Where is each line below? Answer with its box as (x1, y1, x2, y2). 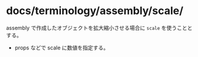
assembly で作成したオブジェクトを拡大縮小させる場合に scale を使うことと (6, 24, 193, 31)
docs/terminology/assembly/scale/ (6, 4, 184, 18)
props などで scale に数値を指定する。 (14, 44, 109, 51)
